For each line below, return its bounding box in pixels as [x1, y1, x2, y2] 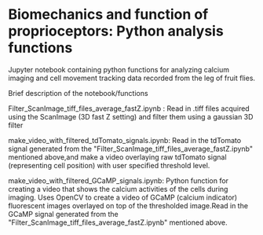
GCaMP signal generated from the [8, 209, 119, 218]
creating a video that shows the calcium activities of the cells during [8, 184, 228, 193]
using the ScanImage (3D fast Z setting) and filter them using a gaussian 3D [8, 112, 254, 121]
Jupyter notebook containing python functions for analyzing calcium [8, 64, 230, 74]
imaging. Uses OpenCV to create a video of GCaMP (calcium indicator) [8, 193, 238, 202]
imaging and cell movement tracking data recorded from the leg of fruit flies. [8, 73, 256, 83]
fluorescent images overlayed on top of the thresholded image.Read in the [8, 200, 249, 210]
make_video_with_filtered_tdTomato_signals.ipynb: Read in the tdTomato [8, 135, 242, 145]
